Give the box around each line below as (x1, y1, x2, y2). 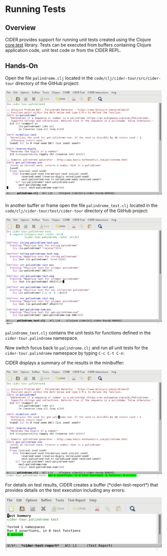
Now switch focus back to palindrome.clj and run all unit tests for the (5, 345, 148, 351)
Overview (5, 23, 36, 32)
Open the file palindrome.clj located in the (5, 75, 93, 81)
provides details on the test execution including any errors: (5, 487, 126, 493)
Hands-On (5, 61, 38, 70)
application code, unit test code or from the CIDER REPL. (5, 47, 121, 53)
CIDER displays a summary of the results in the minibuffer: (5, 360, 125, 366)
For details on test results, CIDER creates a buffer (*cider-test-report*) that (5, 482, 158, 488)
